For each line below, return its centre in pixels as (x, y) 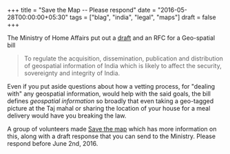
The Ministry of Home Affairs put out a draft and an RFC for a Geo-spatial (111, 38)
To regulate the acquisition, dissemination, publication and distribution (124, 58)
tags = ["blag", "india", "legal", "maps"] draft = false (143, 17)
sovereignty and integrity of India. (72, 73)
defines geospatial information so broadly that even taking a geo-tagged (111, 101)
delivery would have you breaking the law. (67, 115)
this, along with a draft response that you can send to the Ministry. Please (111, 136)
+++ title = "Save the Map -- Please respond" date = (82, 10)
